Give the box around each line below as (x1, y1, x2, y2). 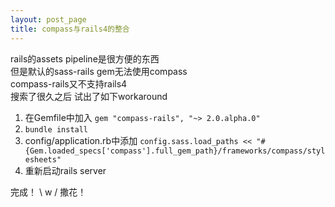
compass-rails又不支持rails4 (10, 77, 128, 90)
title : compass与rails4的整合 (10, 24, 130, 34)
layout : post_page (10, 14, 87, 25)
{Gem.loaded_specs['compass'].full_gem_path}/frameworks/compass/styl (24, 146, 326, 156)
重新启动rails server (24, 164, 107, 176)
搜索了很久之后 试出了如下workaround (10, 90, 168, 102)
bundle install (24, 124, 89, 135)
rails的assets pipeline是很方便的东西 (10, 52, 160, 65)
